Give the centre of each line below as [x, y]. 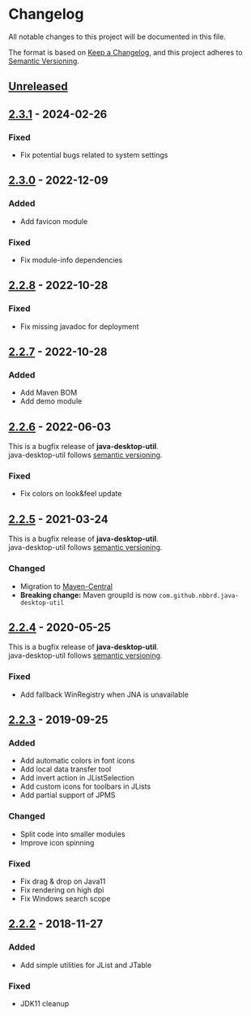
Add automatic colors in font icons [77, 761]
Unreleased [38, 86]
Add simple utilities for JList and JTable [86, 965]
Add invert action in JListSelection [77, 778]
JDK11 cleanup [45, 1003]
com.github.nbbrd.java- [199, 595]
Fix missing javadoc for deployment [79, 326]
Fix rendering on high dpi [62, 889]
